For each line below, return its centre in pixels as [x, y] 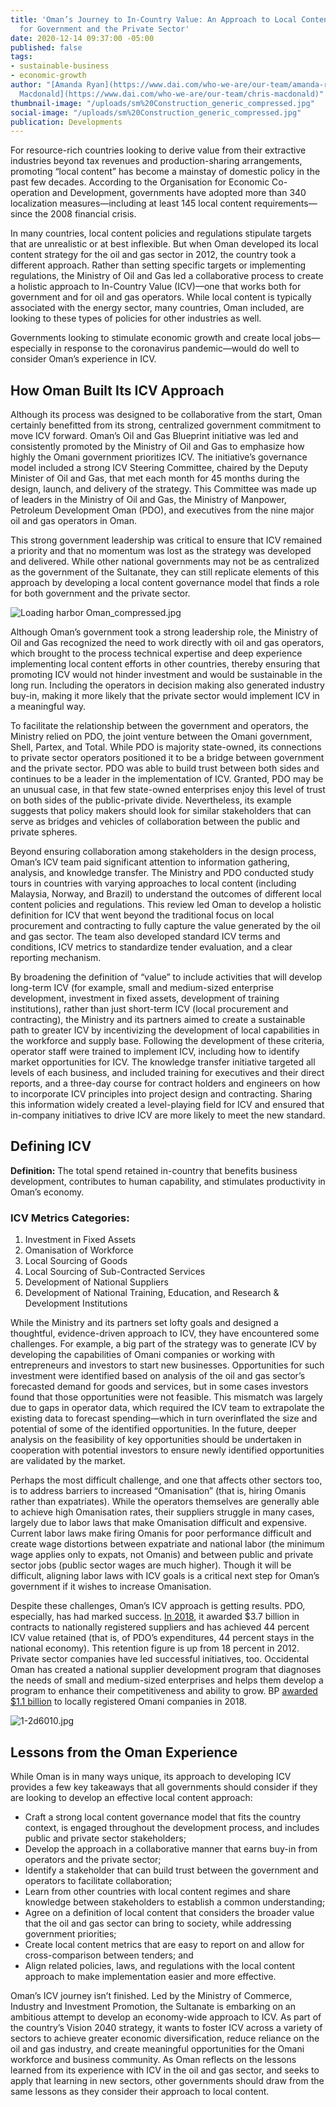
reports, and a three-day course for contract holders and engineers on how [165, 1083]
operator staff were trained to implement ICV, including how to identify [155, 1052]
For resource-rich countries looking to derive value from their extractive [158, 150]
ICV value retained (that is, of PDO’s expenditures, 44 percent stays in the [162, 1638]
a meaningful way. [48, 707]
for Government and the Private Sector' [104, 29]
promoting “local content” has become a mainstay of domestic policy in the [165, 172]
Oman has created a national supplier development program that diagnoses [166, 1670]
